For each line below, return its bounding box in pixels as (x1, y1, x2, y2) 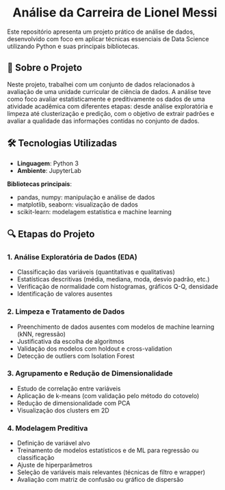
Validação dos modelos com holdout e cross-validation (16, 345, 172, 353)
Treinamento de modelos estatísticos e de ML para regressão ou (16, 446, 200, 454)
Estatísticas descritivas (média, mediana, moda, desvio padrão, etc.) (16, 275, 210, 283)
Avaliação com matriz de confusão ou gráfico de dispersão (16, 476, 184, 484)
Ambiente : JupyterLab (16, 166, 82, 174)
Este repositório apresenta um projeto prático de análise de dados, (7, 27, 195, 36)
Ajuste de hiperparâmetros (16, 461, 93, 469)
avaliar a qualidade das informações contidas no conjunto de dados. (7, 117, 200, 125)
